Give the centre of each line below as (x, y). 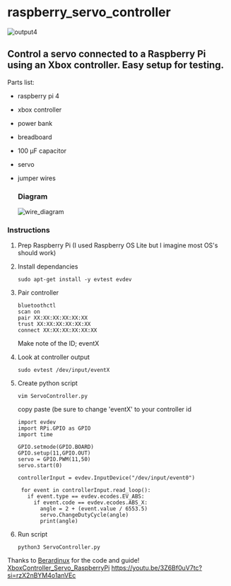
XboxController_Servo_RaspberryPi (59, 568)
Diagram (32, 197)
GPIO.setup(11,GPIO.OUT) (54, 453)
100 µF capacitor (42, 151)
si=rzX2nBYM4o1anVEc (42, 575)
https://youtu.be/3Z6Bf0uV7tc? (157, 568)
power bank (35, 123)
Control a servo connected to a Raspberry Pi (107, 54)
